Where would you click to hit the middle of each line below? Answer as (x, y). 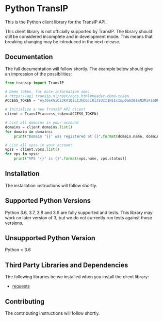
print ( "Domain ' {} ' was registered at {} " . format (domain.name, (79, 136)
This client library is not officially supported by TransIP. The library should (79, 31)
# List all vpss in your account (39, 145)
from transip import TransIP (34, 83)
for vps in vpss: (23, 154)
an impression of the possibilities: (39, 74)
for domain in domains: (29, 132)
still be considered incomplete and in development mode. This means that (79, 36)
